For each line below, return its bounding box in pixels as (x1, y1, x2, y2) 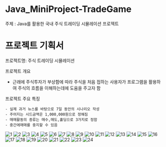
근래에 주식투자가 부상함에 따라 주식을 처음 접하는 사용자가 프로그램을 (12, 78, 147, 84)
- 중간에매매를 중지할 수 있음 (5, 122, 58, 127)
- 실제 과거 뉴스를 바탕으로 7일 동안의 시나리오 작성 (5, 106, 100, 111)
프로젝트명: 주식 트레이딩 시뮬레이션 (5, 57, 75, 63)
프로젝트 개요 (5, 68, 31, 74)
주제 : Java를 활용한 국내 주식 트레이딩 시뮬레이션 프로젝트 (5, 20, 119, 26)
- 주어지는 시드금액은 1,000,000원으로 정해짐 (5, 111, 88, 117)
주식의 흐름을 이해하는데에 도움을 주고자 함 (17, 85, 101, 91)
